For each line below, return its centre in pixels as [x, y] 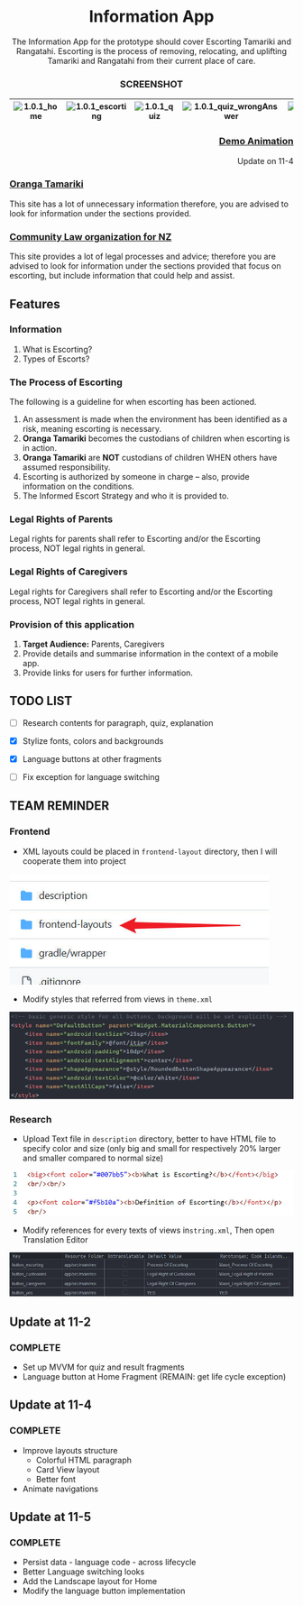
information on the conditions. [78, 486]
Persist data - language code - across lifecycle [109, 1563]
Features [35, 304]
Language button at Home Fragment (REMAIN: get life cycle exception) [154, 1376]
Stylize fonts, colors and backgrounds [93, 740]
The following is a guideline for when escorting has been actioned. [133, 402]
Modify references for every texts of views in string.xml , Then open [148, 1230]
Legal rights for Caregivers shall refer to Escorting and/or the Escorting [141, 592]
